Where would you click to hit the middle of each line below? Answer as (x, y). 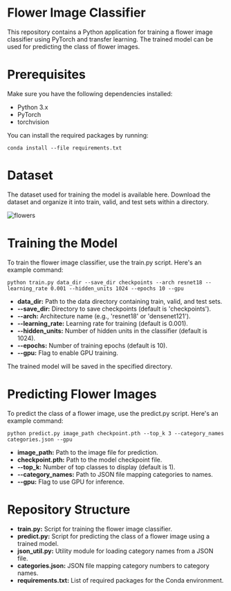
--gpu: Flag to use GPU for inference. (71, 482)
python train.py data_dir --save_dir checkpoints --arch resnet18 (105, 282)
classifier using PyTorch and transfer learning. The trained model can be (110, 39)
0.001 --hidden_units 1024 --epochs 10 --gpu (118, 289)
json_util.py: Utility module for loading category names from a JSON (115, 551)
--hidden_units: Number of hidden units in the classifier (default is (112, 331)
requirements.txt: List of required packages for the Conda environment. (120, 580)
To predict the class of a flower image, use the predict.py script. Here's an (113, 413)
